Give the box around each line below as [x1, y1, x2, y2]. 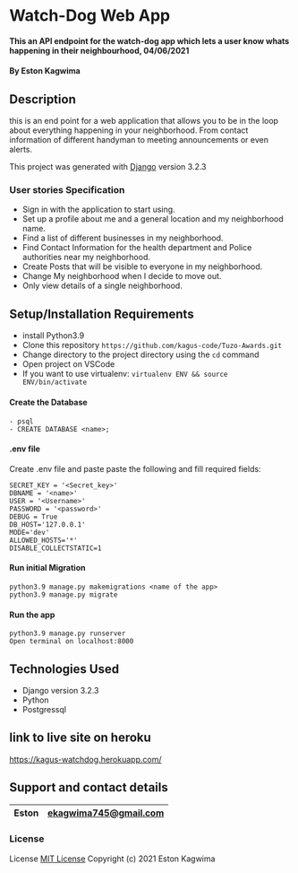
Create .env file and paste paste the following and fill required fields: [9, 463, 261, 474]
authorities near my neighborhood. [21, 252, 150, 263]
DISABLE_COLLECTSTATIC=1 [9, 544, 102, 553]
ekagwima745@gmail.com [47, 807, 165, 819]
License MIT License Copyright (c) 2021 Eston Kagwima [9, 853, 216, 864]
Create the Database [9, 397, 88, 407]
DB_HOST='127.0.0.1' [9, 519, 87, 529]
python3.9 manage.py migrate [9, 589, 118, 599]
